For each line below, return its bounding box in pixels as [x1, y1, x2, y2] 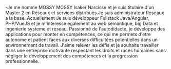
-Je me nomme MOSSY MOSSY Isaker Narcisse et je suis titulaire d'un [5, 5, 155, 10]
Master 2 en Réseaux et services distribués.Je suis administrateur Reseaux [5, 10, 164, 16]
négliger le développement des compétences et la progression [5, 53, 138, 59]
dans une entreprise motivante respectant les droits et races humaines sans [5, 48, 166, 53]
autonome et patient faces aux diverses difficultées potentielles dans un [5, 37, 158, 43]
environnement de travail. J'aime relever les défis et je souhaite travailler [5, 42, 159, 48]
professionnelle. [5, 58, 40, 64]
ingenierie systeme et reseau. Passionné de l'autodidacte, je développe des [5, 26, 165, 32]
